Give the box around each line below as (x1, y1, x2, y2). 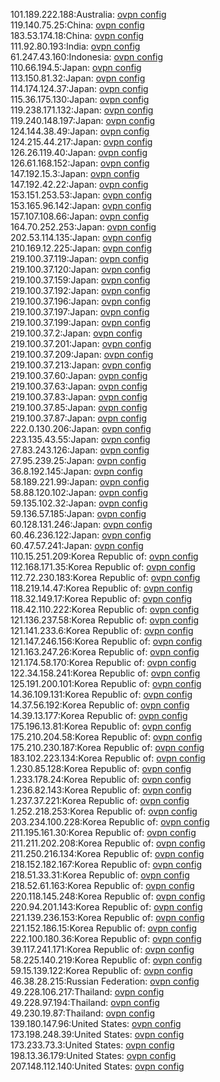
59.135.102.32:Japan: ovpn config (10, 497, 148, 509)
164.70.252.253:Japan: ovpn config (10, 221, 157, 233)
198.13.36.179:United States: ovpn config (10, 1050, 177, 1061)
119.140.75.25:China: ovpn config (10, 19, 145, 31)
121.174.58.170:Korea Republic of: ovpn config (10, 657, 197, 668)
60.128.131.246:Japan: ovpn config (10, 519, 153, 530)
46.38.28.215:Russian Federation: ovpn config (10, 975, 200, 987)
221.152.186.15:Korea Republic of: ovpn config (10, 922, 198, 934)
